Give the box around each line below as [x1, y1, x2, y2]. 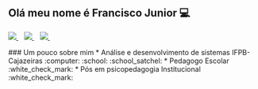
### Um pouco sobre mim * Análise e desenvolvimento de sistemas [8, 47, 230, 57]
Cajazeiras [8, 56, 43, 65]
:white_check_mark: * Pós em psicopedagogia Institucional [8, 64, 201, 73]
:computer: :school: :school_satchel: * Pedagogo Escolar [44, 56, 229, 65]
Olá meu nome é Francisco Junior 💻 [8, 6, 191, 20]
